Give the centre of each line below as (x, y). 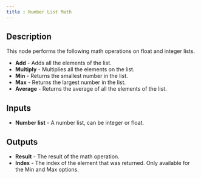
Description (29, 37)
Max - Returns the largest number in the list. (70, 82)
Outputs (22, 142)
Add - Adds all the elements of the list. (63, 63)
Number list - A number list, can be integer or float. (80, 123)
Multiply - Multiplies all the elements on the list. (75, 69)
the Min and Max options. (47, 170)
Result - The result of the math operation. (67, 156)
